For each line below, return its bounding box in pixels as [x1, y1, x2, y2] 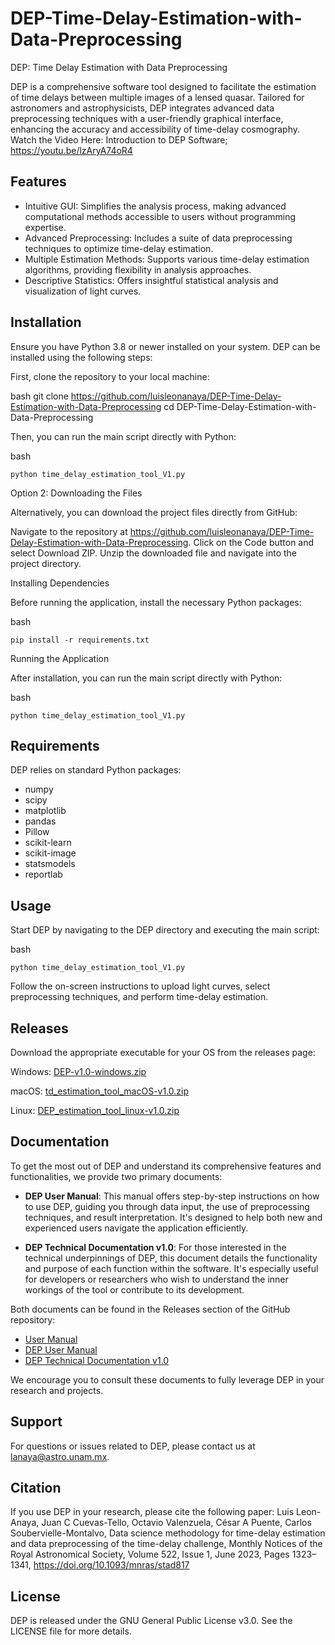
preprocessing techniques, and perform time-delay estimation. [10, 991, 269, 1003]
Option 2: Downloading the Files [10, 487, 143, 499]
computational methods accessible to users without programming [24, 210, 297, 222]
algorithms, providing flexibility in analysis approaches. [24, 263, 252, 276]
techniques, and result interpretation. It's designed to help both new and [24, 1211, 323, 1223]
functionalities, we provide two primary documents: [10, 1170, 223, 1182]
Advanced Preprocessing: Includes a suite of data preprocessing [24, 232, 293, 244]
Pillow [24, 826, 50, 838]
